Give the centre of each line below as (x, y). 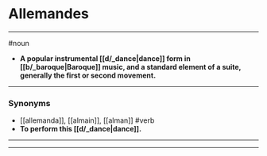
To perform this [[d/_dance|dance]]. (80, 129)
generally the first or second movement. (88, 75)
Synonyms (29, 103)
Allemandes (49, 14)
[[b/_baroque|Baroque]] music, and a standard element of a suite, (130, 67)
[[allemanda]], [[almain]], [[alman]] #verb (87, 120)
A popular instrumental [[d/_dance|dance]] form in (105, 58)
